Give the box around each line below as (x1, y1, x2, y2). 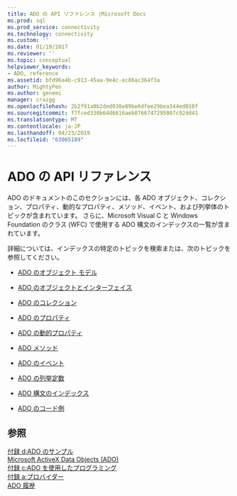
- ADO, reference (7, 70, 59, 77)
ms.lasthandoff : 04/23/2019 (7, 129, 91, 136)
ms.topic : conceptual (7, 57, 72, 64)
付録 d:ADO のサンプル (7, 447, 74, 455)
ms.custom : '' (7, 37, 50, 44)
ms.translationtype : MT (7, 116, 78, 123)
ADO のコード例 (17, 404, 65, 413)
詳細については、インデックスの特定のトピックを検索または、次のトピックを (7, 244, 231, 253)
